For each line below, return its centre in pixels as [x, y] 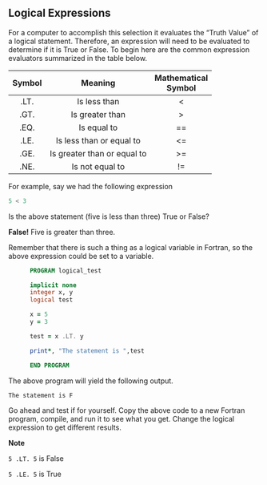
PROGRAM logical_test [66, 271]
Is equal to [98, 127]
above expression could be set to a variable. [81, 256]
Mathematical [181, 78]
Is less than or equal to [98, 140]
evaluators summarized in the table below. [78, 58]
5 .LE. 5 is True [35, 474]
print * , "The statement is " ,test [87, 351]
